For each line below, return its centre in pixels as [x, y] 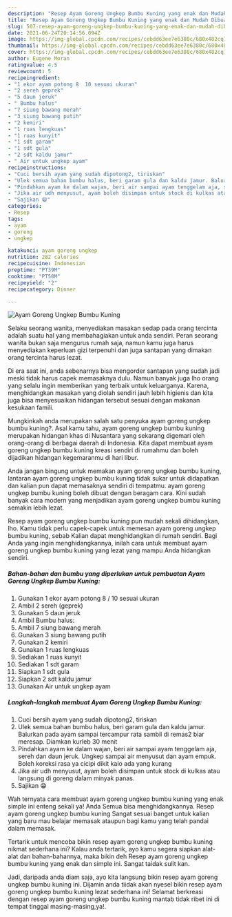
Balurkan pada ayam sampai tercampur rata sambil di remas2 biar [111, 734]
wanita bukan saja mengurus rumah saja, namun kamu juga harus [101, 343]
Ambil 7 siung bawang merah [59, 628]
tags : [15, 219]
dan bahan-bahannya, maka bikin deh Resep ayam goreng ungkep [114, 856]
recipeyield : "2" [33, 283]
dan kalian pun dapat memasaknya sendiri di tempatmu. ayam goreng [107, 486]
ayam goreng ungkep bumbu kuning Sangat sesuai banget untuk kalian [109, 814]
